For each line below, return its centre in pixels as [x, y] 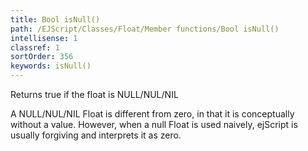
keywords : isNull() [51, 66]
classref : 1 [35, 47]
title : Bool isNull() [55, 19]
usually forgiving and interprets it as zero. [96, 135]
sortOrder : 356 [42, 57]
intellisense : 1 [44, 38]
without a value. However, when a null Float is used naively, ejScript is [154, 124]
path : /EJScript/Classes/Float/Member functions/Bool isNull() [145, 29]
